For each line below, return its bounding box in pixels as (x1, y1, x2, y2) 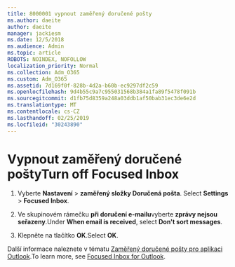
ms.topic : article (7, 50, 61, 57)
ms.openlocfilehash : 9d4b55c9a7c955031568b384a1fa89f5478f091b (7, 88, 196, 95)
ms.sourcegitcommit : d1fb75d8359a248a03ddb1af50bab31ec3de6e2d (7, 95, 196, 102)
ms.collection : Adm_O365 (7, 69, 80, 76)
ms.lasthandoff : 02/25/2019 (7, 114, 90, 121)
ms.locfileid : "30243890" (7, 121, 83, 128)
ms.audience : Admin (7, 43, 65, 50)
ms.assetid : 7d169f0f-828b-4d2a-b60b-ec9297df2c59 (7, 82, 159, 89)
